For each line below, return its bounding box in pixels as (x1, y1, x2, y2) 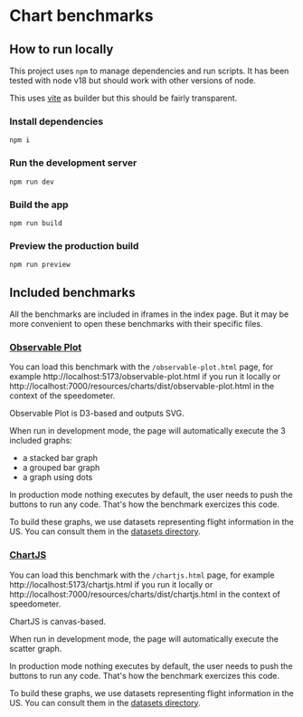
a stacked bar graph (22, 453, 98, 464)
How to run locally (9, 42, 114, 57)
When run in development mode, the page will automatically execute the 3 (9, 425, 287, 436)
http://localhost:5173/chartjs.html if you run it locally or (9, 578, 213, 589)
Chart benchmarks (9, 5, 154, 26)
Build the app (9, 198, 70, 211)
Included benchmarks (9, 284, 136, 300)
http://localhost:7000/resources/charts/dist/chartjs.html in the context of (9, 588, 280, 599)
